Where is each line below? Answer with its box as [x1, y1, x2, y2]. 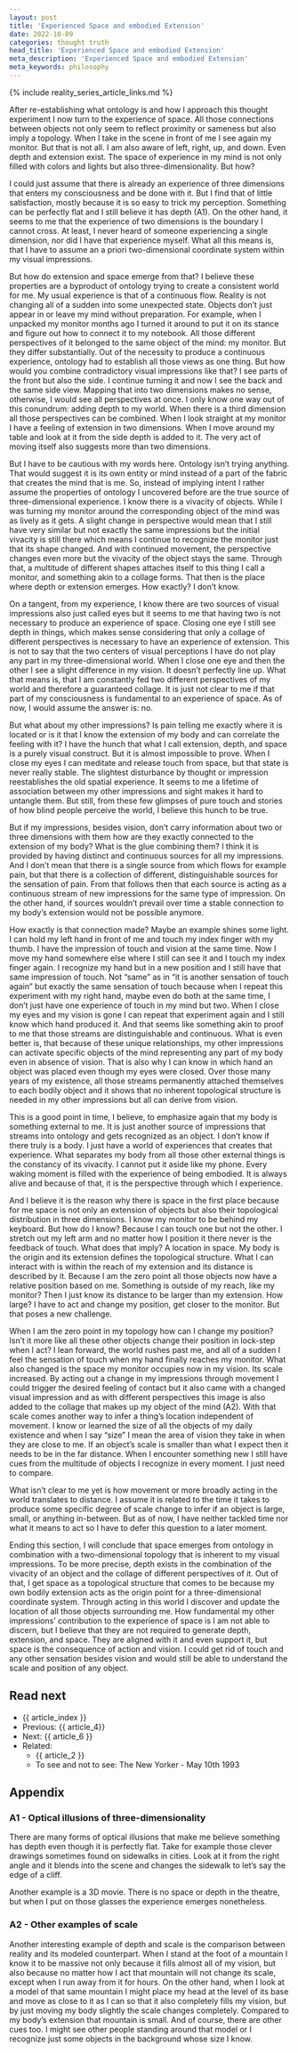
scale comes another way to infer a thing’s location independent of [9, 1411, 254, 1421]
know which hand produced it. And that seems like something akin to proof [9, 1018, 285, 1029]
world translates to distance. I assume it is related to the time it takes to [9, 1493, 270, 1504]
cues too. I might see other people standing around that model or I [9, 2024, 252, 2034]
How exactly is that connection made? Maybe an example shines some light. [9, 924, 289, 935]
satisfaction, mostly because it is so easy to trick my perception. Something [9, 197, 286, 207]
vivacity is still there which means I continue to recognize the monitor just [9, 534, 278, 544]
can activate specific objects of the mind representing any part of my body [9, 1047, 284, 1058]
